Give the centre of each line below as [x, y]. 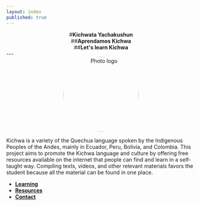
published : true [26, 17]
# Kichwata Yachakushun [101, 34]
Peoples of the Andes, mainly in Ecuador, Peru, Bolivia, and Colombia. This [99, 147]
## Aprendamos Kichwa [101, 41]
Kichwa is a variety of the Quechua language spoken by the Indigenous [95, 140]
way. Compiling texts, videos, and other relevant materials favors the [109, 166]
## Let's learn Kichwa [101, 47]
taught [14, 166]
